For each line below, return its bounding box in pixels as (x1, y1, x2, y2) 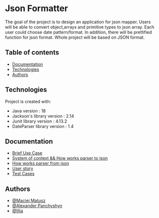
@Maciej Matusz (12, 198, 46, 203)
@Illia (12, 208, 23, 214)
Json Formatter (5, 3, 68, 14)
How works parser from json (12, 160, 69, 166)
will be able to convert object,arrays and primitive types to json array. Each (5, 24, 155, 30)
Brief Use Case (12, 150, 43, 156)
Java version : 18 (12, 108, 46, 114)
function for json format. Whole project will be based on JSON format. (5, 34, 145, 40)
